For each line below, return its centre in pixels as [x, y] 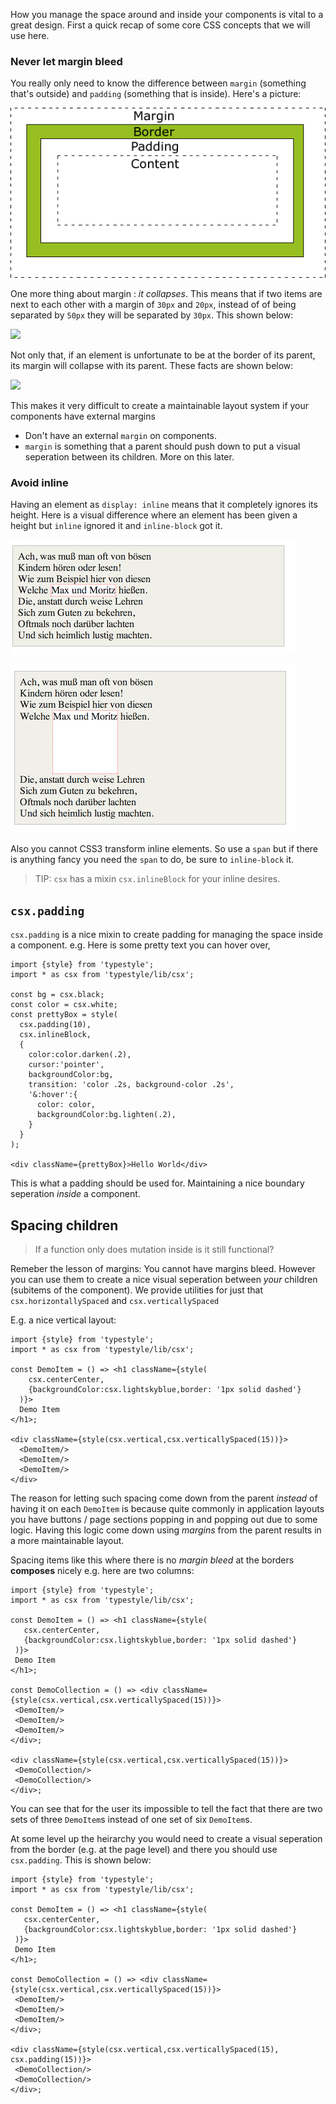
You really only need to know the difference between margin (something [158, 83]
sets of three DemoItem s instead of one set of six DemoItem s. [131, 1819]
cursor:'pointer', [66, 1065]
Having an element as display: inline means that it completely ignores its [164, 505]
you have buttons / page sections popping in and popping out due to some [164, 1519]
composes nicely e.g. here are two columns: [102, 1570]
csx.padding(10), [55, 1025]
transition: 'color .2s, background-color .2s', [131, 1085]
